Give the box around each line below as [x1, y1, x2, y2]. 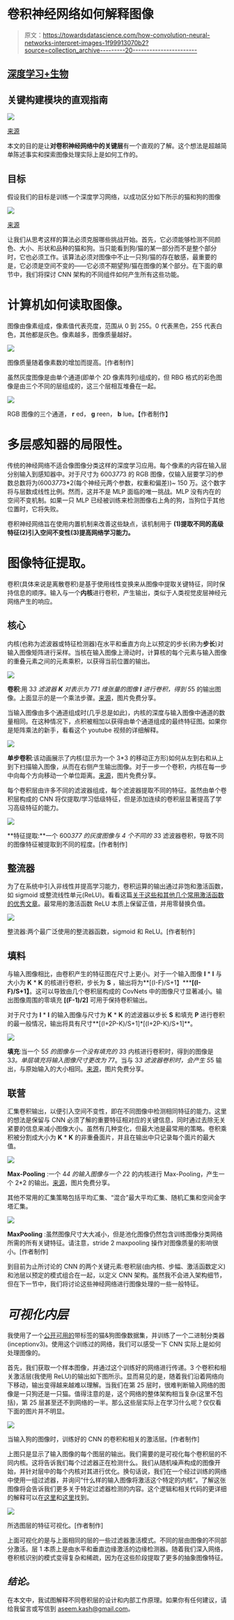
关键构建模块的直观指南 [7, 93, 108, 105]
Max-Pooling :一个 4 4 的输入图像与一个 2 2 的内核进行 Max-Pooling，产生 [7, 1170, 219, 1178]
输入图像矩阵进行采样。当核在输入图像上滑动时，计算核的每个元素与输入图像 [7, 648, 227, 657]
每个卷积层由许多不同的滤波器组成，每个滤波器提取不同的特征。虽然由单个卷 [7, 786, 227, 794]
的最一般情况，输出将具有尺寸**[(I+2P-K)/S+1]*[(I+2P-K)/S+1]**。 [7, 1019, 197, 1028]
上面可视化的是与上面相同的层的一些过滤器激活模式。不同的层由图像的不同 [7, 1536, 221, 1544]
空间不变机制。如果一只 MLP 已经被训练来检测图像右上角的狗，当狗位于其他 [7, 496, 225, 504]
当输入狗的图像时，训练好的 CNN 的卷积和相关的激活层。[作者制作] [7, 1434, 200, 1443]
